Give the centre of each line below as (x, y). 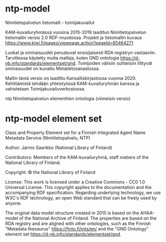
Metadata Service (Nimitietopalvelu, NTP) (48, 137)
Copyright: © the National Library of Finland (50, 172)
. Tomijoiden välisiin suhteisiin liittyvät (114, 63)
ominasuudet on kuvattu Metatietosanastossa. (53, 68)
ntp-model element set (54, 119)
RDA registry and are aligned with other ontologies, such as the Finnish (78, 223)
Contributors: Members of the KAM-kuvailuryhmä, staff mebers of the (77, 157)
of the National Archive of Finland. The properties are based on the (88, 218)
